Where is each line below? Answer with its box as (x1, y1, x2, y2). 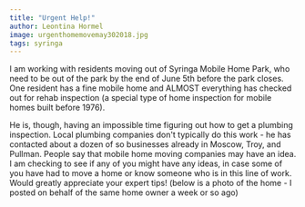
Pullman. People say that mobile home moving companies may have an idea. (9, 149, 297, 160)
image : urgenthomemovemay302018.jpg (9, 30, 148, 39)
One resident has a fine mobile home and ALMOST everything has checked (9, 83, 292, 94)
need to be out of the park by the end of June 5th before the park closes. (9, 74, 284, 84)
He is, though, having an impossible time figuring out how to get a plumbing (9, 120, 294, 131)
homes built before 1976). (9, 102, 106, 113)
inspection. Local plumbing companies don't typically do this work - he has (9, 129, 291, 141)
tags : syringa (9, 38, 64, 48)
